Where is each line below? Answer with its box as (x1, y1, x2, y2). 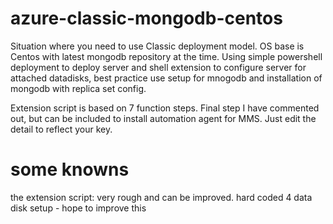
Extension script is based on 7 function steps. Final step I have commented (10, 102, 320, 114)
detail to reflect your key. (10, 123, 113, 135)
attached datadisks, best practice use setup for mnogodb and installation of (10, 72, 323, 84)
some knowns (10, 158, 130, 181)
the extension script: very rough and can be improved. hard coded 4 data (10, 191, 313, 203)
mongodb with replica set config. (10, 82, 147, 94)
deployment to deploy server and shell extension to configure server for (10, 61, 307, 73)
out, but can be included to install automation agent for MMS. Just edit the (10, 112, 317, 124)
